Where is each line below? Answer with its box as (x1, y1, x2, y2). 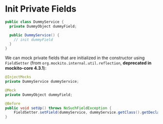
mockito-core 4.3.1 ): (5, 65, 47, 71)
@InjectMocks (5, 75, 32, 79)
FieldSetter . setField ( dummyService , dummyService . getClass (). (14, 110, 142, 115)
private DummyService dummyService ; (5, 79, 79, 84)
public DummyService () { (9, 32, 60, 37)
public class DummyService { (5, 19, 64, 24)
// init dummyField (14, 37, 53, 42)
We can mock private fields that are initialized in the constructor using (5, 55, 145, 61)
